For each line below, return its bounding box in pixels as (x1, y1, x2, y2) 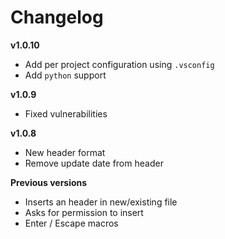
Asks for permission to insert (24, 206, 144, 218)
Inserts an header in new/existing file (24, 196, 178, 208)
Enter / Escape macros (24, 217, 119, 229)
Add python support (24, 69, 107, 81)
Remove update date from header (24, 157, 164, 169)
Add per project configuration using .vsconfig (24, 58, 215, 70)
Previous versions (10, 176, 88, 188)
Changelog (10, 6, 104, 29)
